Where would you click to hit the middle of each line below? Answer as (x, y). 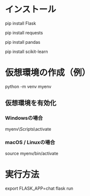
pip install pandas (23, 42)
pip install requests (24, 33)
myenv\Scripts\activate (28, 129)
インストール (31, 9)
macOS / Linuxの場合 (30, 143)
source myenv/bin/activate (32, 153)
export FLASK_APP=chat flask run (39, 188)
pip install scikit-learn (27, 52)
